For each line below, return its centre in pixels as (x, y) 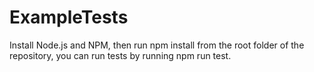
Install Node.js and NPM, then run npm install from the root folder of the (157, 45)
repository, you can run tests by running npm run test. (120, 55)
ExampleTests (69, 17)
